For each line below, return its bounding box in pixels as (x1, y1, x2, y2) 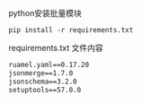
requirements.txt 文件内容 (8, 43, 104, 53)
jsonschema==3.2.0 (8, 77, 77, 86)
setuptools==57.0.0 (8, 85, 82, 94)
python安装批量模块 (8, 8, 82, 18)
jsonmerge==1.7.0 (8, 68, 74, 78)
